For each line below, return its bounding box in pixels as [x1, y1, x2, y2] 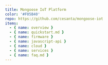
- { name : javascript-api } [9, 39, 67, 44]
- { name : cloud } [9, 43, 47, 48]
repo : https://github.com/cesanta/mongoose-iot [5, 16, 104, 21]
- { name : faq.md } [9, 52, 49, 58]
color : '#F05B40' [5, 12, 40, 17]
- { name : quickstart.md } [9, 30, 64, 35]
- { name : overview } [9, 25, 54, 30]
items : [5, 21, 18, 26]
